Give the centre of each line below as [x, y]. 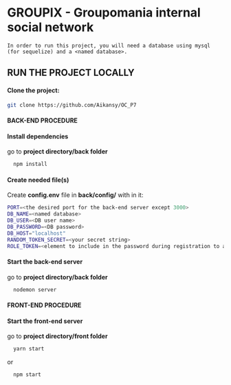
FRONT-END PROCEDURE [44, 305]
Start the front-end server [45, 321]
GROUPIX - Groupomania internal [104, 13]
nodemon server [35, 290]
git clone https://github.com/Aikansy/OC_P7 [72, 105]
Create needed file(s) [38, 180]
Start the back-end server [45, 262]
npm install [31, 164]
